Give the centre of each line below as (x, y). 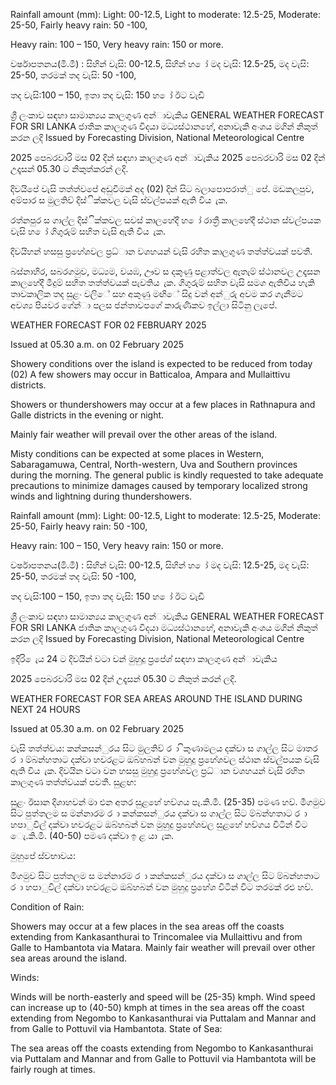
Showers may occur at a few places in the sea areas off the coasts (147, 926)
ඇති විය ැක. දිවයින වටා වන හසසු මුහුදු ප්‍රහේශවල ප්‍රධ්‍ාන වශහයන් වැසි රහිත (157, 770)
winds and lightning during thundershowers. (101, 496)
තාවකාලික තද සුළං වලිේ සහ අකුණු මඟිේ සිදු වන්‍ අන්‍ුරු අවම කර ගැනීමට (157, 293)
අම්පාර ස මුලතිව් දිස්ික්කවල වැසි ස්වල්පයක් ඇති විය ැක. (119, 200)
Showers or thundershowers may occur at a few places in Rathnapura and (163, 404)
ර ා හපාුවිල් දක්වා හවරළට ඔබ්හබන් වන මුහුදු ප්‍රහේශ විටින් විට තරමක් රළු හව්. (162, 887)
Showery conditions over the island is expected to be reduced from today (161, 363)
